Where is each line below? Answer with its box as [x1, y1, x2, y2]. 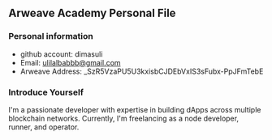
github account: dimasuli [19, 49, 103, 59]
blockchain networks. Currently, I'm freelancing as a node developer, [8, 113, 240, 123]
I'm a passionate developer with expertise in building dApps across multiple [8, 104, 261, 114]
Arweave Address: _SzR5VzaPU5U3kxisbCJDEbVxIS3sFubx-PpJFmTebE [19, 66, 264, 76]
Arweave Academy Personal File [8, 6, 176, 20]
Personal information [8, 31, 93, 42]
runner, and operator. [8, 121, 80, 132]
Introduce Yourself [8, 87, 84, 98]
